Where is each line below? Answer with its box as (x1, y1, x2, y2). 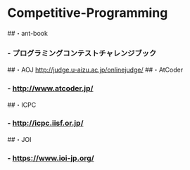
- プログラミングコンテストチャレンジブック (7, 48, 157, 58)
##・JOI (7, 135, 32, 143)
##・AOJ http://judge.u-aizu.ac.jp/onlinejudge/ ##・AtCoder (7, 65, 184, 74)
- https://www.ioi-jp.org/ (7, 153, 94, 163)
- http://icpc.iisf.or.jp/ (7, 118, 84, 128)
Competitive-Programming (7, 5, 168, 21)
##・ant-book (7, 29, 48, 37)
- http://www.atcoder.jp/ (7, 84, 94, 93)
